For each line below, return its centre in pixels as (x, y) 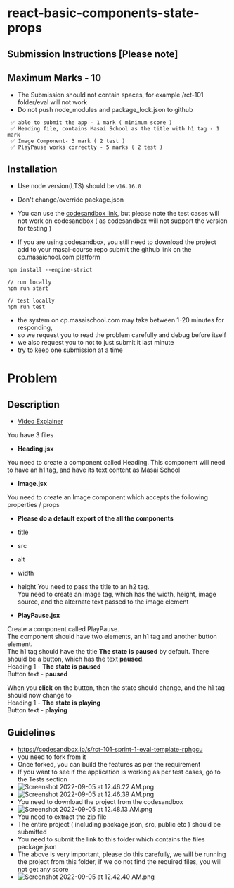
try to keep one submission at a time (70, 350)
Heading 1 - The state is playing (54, 703)
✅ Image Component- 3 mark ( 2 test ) (67, 141)
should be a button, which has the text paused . (76, 659)
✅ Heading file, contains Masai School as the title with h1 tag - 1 (115, 129)
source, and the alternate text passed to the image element (103, 602)
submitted (32, 832)
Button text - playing (38, 710)
